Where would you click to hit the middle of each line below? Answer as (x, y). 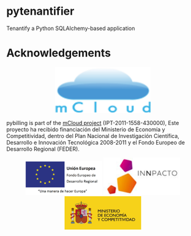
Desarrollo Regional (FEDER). (43, 149)
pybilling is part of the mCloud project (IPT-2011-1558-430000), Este (93, 123)
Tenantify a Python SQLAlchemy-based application (71, 28)
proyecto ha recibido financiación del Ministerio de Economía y (86, 129)
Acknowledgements (59, 53)
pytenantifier (40, 11)
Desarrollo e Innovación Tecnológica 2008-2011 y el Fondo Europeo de (96, 142)
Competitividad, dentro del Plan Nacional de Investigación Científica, (93, 135)
